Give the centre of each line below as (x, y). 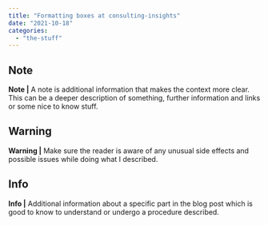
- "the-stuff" (39, 38)
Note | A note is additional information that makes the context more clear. (129, 89)
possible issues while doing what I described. (83, 159)
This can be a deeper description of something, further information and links (134, 98)
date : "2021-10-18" (41, 23)
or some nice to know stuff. (53, 107)
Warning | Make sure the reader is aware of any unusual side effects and (129, 150)
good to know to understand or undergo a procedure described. (114, 211)
